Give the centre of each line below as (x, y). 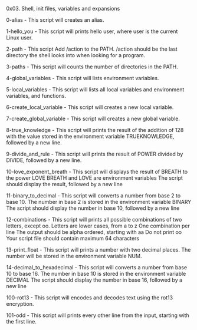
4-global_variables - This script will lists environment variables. (83, 78)
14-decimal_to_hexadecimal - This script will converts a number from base (97, 267)
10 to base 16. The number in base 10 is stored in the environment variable (96, 274)
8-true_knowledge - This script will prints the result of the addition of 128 (95, 130)
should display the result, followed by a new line (64, 184)
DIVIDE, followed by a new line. (44, 160)
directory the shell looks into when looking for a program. (76, 55)
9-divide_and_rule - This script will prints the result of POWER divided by (95, 154)
